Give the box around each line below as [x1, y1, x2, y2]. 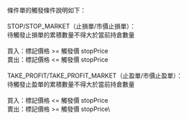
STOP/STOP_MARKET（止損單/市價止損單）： [7, 22, 136, 30]
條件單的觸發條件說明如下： [7, 6, 87, 14]
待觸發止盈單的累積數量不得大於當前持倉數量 [7, 80, 135, 88]
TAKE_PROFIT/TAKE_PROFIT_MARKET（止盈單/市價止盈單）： [7, 71, 183, 80]
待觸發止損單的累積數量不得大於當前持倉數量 [7, 31, 135, 39]
